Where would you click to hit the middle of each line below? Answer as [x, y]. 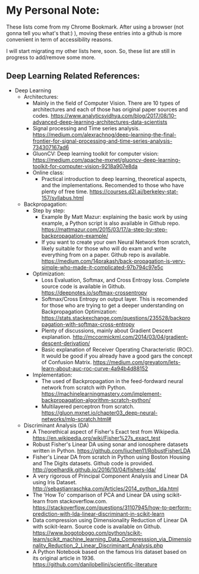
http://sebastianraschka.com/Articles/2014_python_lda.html [106, 488]
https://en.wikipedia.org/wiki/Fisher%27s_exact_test [96, 438]
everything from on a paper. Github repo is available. [106, 255]
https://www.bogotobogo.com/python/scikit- [87, 532]
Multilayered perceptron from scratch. [88, 406]
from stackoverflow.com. [77, 501]
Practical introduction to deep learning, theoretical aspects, [114, 178]
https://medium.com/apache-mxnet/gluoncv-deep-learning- [107, 160]
